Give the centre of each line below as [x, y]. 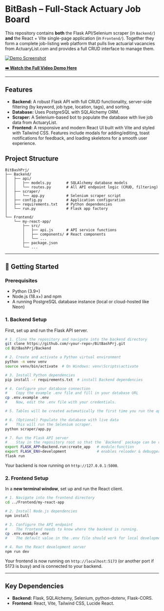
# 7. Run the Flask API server [37, 438]
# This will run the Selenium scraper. [49, 424]
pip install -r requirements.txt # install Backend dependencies [74, 380]
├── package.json [40, 243]
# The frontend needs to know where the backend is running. [72, 529]
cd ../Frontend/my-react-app [35, 502]
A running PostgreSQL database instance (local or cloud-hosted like [81, 302]
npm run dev [17, 552]
